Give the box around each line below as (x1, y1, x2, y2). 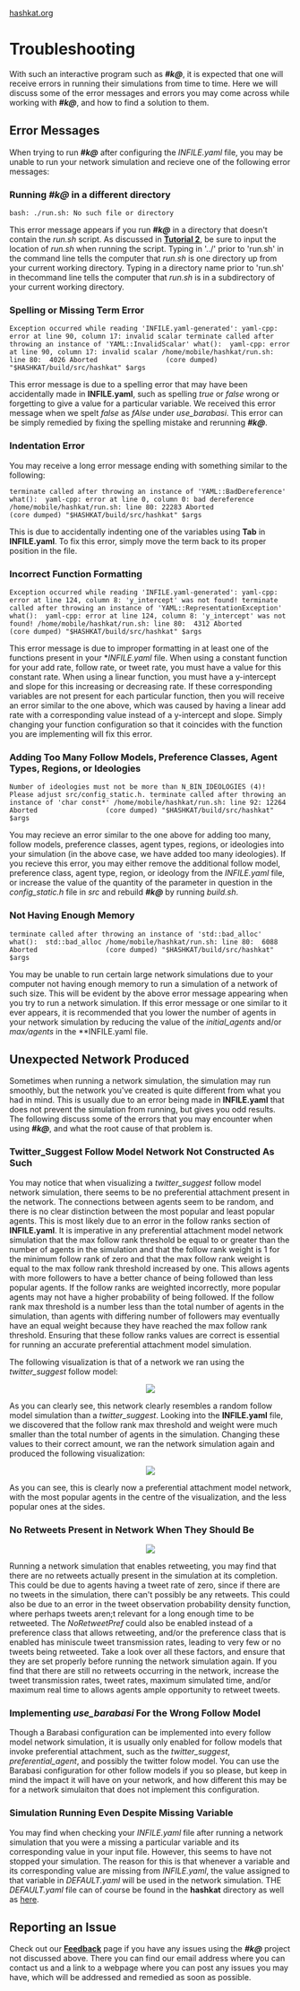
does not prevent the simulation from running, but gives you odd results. (9, 1104, 276, 1115)
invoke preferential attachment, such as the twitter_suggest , (9, 1746, 231, 1757)
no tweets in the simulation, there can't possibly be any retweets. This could (9, 1588, 290, 1599)
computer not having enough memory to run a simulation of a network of (9, 978, 279, 989)
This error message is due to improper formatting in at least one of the (9, 643, 269, 654)
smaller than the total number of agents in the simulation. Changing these (9, 1429, 280, 1440)
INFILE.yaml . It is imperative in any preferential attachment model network (9, 1225, 284, 1235)
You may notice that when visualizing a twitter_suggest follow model (9, 1177, 261, 1188)
